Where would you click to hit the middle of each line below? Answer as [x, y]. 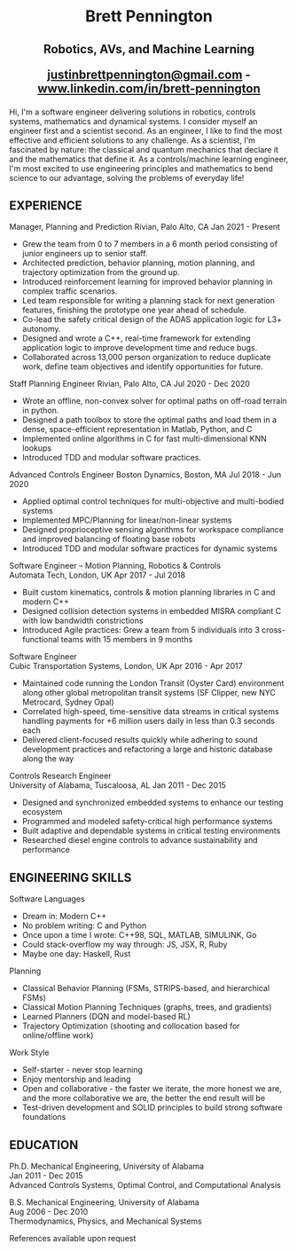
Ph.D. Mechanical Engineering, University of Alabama [107, 1166]
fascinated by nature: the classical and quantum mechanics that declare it [144, 149]
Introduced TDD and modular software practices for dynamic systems [149, 548]
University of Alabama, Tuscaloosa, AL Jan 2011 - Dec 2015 [117, 785]
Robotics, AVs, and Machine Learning [149, 49]
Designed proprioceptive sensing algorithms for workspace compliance [152, 530]
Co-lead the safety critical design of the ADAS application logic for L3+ [152, 319]
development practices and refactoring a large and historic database [147, 749]
